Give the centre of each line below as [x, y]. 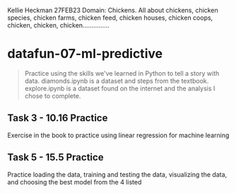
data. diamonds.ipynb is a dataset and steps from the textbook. [117, 81]
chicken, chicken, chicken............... [58, 25]
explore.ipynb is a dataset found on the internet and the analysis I [120, 88]
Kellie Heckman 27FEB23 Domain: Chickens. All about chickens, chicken [113, 10]
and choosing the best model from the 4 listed [75, 182]
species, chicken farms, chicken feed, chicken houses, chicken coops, [110, 18]
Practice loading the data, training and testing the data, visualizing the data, [117, 174]
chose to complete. [53, 95]
